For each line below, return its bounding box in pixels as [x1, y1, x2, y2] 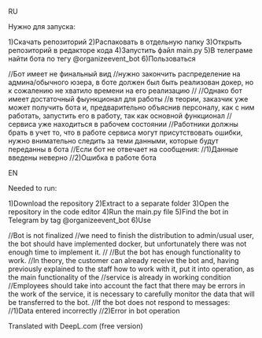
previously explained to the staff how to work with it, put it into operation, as [8, 264, 254, 273]
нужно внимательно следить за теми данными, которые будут [8, 136, 219, 145]
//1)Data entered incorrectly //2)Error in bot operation [8, 306, 180, 315]
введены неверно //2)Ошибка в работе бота [8, 153, 157, 162]
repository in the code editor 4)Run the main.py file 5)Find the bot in [8, 207, 229, 216]
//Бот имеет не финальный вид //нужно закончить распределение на [8, 69, 241, 78]
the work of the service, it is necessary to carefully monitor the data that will [8, 289, 255, 299]
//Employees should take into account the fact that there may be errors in [8, 281, 245, 290]
